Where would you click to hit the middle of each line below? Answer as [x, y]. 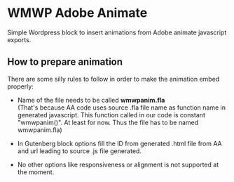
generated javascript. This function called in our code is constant [111, 115]
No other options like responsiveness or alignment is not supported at [118, 164]
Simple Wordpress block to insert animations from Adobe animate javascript [117, 32]
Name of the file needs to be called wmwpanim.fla [91, 100]
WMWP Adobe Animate [77, 13]
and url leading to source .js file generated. [80, 151]
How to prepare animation [65, 62]
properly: [20, 86]
